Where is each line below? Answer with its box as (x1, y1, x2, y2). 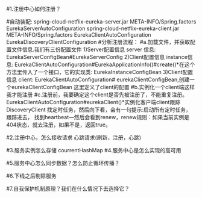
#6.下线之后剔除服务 (6, 172, 57, 179)
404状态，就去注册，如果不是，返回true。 (6, 121, 112, 128)
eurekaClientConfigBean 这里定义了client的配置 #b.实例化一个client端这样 (11, 84, 195, 90)
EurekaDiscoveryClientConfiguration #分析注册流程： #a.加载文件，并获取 (6, 39, 191, 45)
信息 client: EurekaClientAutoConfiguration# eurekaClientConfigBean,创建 (6, 76, 190, 83)
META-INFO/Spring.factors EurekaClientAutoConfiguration (6, 31, 152, 38)
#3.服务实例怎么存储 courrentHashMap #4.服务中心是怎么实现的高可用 (6, 147, 181, 153)
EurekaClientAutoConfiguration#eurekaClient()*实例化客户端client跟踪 (6, 99, 181, 105)
